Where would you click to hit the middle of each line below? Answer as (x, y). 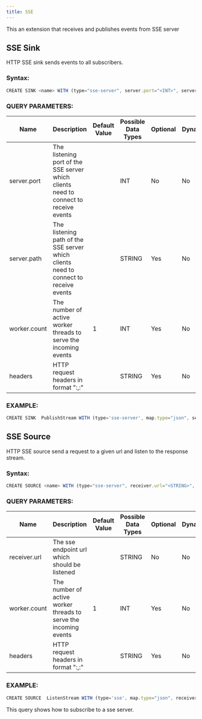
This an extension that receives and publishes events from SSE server (93, 29)
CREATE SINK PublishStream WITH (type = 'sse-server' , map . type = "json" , (98, 418)
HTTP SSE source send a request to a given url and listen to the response (97, 451)
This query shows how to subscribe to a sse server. (70, 709)
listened (64, 572)
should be (67, 565)
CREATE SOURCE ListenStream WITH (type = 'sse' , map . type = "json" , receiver (102, 698)
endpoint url (70, 550)
